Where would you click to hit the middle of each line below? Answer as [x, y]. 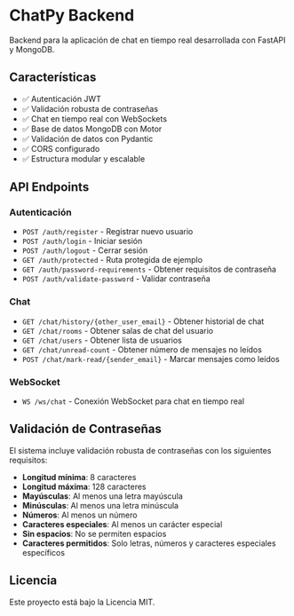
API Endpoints [49, 187]
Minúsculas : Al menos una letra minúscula [100, 505]
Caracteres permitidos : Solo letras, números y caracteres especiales [149, 543]
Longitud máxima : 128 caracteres [84, 486]
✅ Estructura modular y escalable [83, 158]
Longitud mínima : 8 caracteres [79, 477]
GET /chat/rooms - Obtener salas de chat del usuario [118, 330]
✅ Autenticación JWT [62, 99]
